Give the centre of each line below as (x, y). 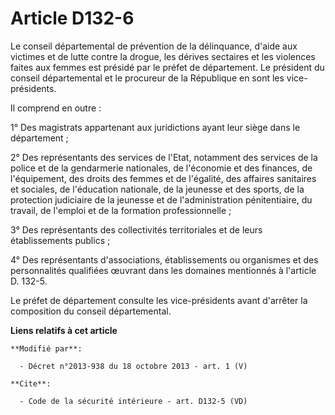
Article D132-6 (72, 18)
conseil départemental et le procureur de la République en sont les (147, 78)
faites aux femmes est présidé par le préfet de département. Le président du (167, 67)
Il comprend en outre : (56, 108)
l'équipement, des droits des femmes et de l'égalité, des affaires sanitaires (163, 178)
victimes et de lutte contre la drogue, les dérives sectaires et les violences (163, 56)
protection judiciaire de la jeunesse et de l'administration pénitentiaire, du (161, 199)
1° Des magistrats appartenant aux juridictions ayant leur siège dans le (155, 127)
